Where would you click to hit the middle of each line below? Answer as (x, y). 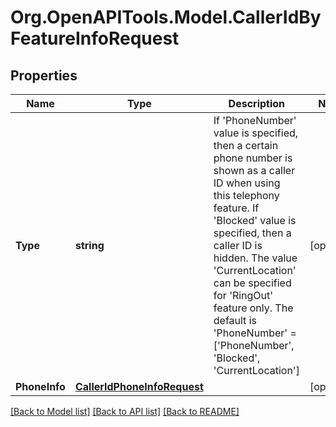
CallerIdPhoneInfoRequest (139, 386)
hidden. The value (255, 258)
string (89, 245)
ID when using (247, 183)
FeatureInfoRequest (95, 38)
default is (235, 320)
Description (257, 103)
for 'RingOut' (243, 295)
